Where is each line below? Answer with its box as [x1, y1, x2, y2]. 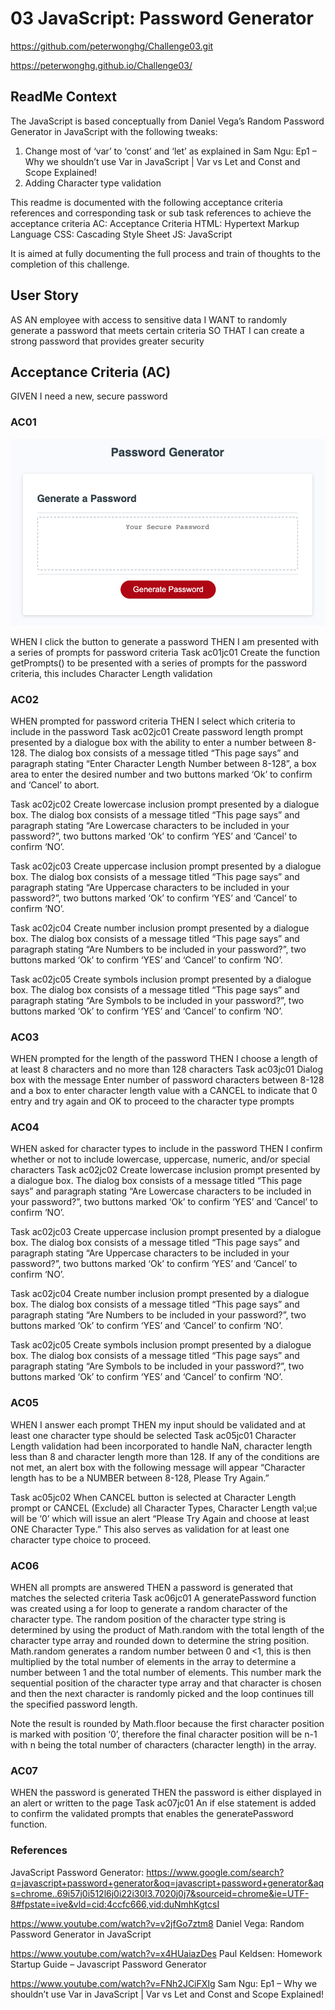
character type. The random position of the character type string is [10, 1613, 287, 1626]
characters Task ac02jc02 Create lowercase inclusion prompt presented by [10, 1164, 321, 1176]
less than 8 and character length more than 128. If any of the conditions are [10, 1450, 320, 1462]
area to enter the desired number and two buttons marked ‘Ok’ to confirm [10, 768, 313, 780]
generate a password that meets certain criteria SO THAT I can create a [10, 324, 305, 336]
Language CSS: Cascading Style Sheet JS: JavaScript [10, 228, 233, 240]
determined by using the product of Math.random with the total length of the [10, 1624, 325, 1636]
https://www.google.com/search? [146, 1866, 285, 1878]
